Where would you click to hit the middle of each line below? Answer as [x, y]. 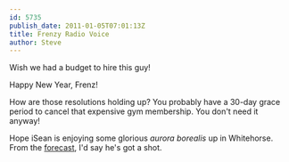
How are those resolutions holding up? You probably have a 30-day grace [145, 102]
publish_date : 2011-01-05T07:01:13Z [77, 26]
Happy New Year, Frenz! [54, 85]
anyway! [25, 121]
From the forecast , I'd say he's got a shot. [86, 148]
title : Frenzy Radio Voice [59, 34]
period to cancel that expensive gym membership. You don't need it [134, 111]
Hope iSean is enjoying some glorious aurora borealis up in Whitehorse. [141, 138]
